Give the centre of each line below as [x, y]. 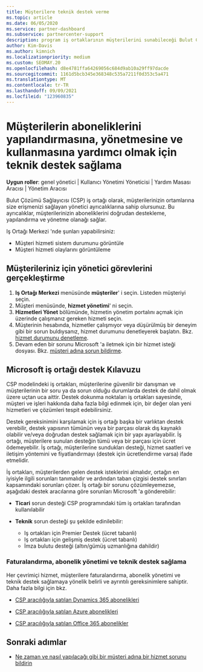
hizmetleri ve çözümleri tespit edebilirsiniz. [60, 410]
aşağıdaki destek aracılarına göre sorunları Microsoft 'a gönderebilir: [91, 491]
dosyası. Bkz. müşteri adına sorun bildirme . [69, 351]
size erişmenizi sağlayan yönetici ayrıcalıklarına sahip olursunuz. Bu [91, 206]
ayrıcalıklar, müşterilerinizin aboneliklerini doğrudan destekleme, [86, 213]
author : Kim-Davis [29, 46]
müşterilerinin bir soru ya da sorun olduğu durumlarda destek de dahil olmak [101, 391]
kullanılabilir [30, 509]
